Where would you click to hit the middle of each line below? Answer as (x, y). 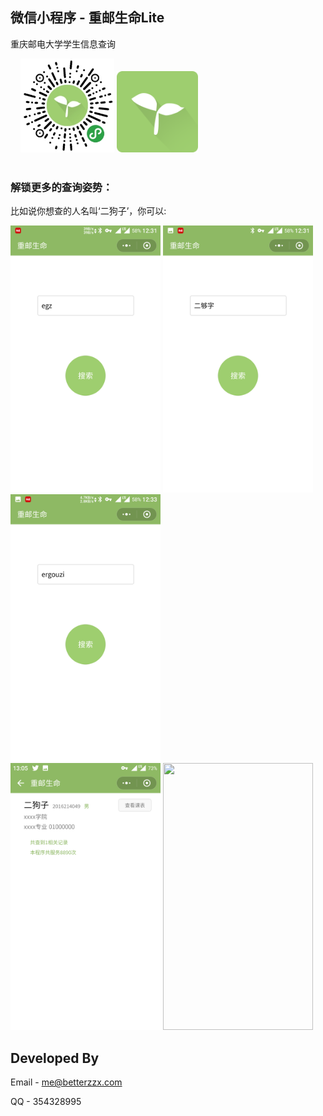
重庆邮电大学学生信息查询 (63, 44)
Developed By (55, 1058)
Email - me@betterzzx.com (66, 1082)
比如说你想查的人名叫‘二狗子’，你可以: (88, 211)
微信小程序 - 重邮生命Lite (87, 18)
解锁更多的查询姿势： (61, 187)
